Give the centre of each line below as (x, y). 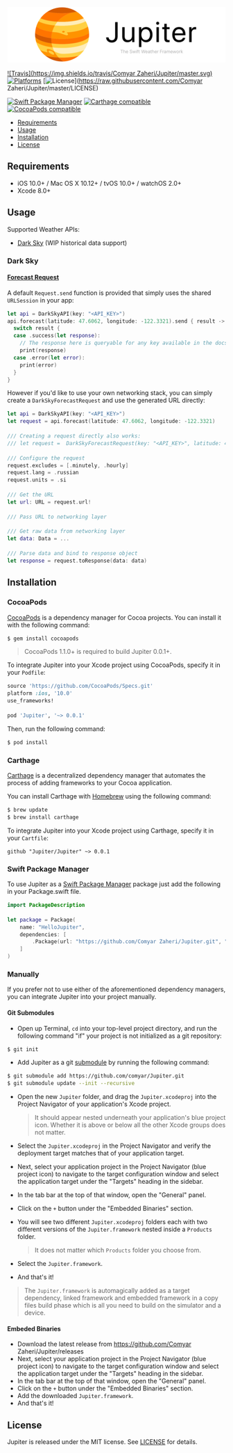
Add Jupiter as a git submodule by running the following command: (113, 1062)
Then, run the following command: (56, 729)
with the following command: (49, 625)
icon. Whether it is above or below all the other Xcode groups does (130, 1125)
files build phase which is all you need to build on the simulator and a (123, 1306)
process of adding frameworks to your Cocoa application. (89, 782)
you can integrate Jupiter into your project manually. (82, 997)
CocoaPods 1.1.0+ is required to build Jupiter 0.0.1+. (98, 652)
